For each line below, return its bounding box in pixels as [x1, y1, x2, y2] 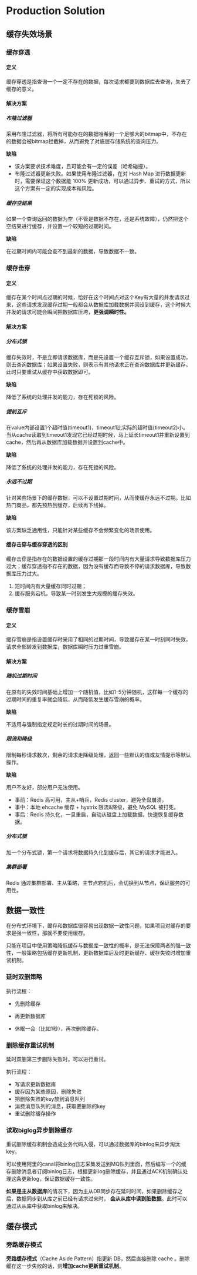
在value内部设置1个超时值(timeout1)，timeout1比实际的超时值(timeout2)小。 [6, 424, 189, 431]
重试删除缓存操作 [14, 1110, 56, 1117]
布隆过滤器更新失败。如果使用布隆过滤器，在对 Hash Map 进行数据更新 [14, 170, 186, 177]
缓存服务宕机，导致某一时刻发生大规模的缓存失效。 [14, 590, 138, 597]
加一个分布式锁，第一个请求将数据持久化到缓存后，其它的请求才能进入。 [6, 849, 181, 856]
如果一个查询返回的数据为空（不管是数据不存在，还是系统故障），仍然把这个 [6, 215, 189, 223]
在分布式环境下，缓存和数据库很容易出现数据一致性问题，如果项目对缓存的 [6, 922, 186, 929]
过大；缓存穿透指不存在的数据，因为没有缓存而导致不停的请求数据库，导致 [6, 563, 186, 570]
